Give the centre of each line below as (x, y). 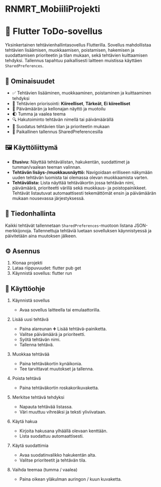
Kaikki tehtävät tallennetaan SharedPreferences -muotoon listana (69, 225)
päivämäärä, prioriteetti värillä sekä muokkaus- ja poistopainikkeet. (79, 188)
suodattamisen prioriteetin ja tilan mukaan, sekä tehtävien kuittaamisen (76, 55)
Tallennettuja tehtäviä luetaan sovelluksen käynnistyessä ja (92, 230)
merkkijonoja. (19, 230)
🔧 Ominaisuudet (30, 81)
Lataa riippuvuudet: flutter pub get (47, 268)
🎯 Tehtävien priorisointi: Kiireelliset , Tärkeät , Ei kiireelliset (71, 103)
